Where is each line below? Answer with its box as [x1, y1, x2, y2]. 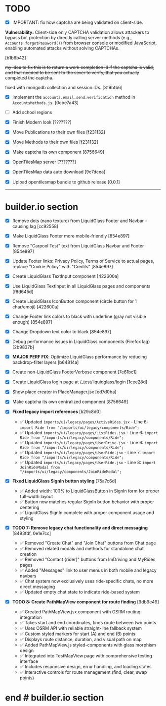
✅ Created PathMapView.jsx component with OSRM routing [19, 608, 141, 615]
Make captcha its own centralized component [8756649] [12, 399, 128, 405]
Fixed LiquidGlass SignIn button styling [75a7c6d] [12, 478, 117, 484]
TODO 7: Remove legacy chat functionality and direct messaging [12, 525, 148, 530]
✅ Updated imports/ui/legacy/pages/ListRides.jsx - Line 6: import [19, 429, 158, 435]
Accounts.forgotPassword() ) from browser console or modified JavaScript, [5, 40, 157, 46]
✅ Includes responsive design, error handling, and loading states [19, 663, 152, 669]
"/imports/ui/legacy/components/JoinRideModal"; [19, 469, 122, 474]
